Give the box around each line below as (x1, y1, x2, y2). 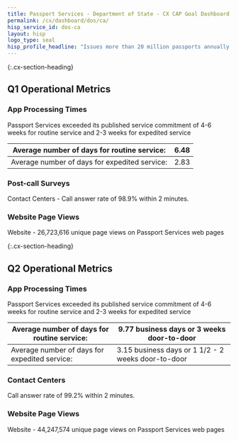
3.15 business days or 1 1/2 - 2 (116, 345, 225, 355)
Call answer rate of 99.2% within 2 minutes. (7, 391, 135, 400)
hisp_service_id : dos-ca (7, 23, 81, 30)
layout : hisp (7, 30, 46, 38)
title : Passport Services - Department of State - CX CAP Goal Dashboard (7, 10, 230, 18)
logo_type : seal (7, 37, 55, 44)
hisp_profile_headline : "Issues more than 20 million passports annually (7, 43, 230, 50)
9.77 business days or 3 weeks (118, 324, 226, 334)
